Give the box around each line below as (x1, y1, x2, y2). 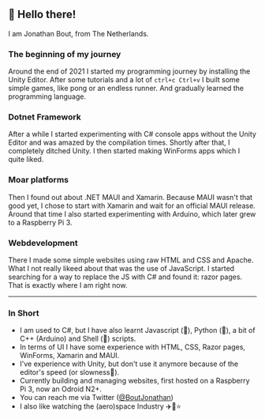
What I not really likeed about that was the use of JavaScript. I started (8, 264, 235, 273)
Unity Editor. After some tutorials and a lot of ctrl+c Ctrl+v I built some (8, 75, 241, 85)
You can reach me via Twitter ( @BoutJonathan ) (19, 393, 174, 402)
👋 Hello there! (8, 8, 77, 21)
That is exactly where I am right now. (8, 281, 128, 289)
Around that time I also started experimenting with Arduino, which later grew (8, 209, 256, 218)
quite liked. (8, 155, 44, 164)
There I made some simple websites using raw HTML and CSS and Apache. (8, 255, 254, 265)
